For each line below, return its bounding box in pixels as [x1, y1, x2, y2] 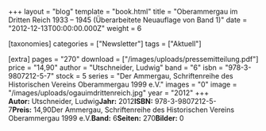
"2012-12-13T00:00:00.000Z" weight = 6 [8, 24, 142, 33]
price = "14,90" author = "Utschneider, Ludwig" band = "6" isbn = [8, 63, 224, 72]
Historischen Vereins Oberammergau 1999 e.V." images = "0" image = [8, 79, 237, 89]
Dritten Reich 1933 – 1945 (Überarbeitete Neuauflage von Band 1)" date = [8, 15, 248, 25]
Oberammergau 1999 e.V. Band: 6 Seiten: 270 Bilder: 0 [8, 114, 184, 122]
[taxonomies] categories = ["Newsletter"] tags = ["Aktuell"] [8, 39, 202, 48]
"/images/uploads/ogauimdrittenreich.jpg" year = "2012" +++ [8, 88, 209, 98]
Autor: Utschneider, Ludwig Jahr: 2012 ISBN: [8, 97, 153, 106]
